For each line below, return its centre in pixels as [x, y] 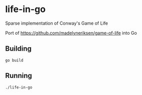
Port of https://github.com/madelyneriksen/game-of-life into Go [71, 33]
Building [18, 49]
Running [19, 76]
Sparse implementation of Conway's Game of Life [57, 23]
